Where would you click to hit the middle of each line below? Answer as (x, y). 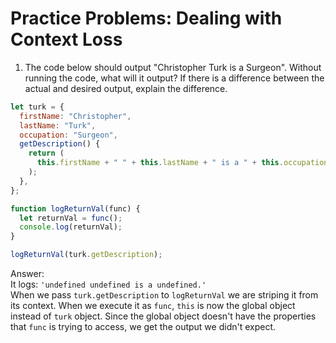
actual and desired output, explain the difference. (126, 88)
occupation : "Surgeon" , (68, 135)
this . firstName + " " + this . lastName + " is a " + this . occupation (182, 163)
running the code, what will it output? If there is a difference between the (174, 78)
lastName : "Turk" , (58, 125)
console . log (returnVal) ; (71, 227)
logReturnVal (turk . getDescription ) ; (86, 255)
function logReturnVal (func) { (75, 208)
